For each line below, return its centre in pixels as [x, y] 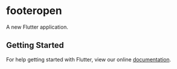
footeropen [34, 11]
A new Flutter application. [37, 27]
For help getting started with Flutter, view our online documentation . [88, 59]
